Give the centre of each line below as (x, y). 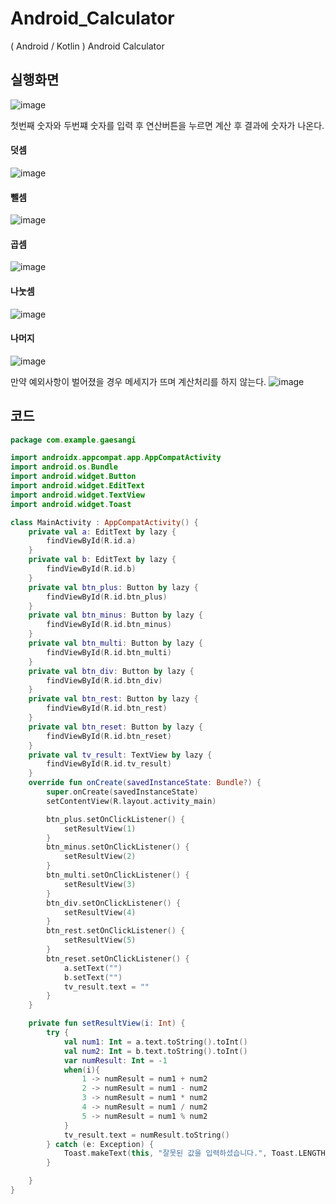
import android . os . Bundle (64, 467)
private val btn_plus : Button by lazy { (113, 587)
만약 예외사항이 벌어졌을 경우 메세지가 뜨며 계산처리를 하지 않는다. (138, 381)
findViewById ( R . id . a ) (91, 541)
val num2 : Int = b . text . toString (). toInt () (155, 1051)
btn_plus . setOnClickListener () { (116, 819)
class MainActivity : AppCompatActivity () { (104, 522)
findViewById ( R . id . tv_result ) (109, 764)
